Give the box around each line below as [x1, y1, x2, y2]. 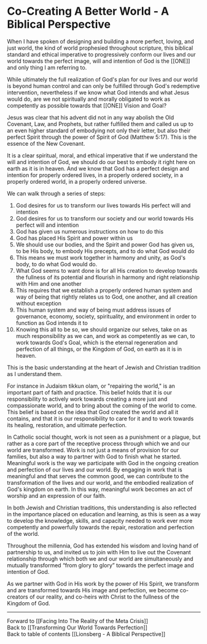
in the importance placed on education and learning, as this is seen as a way [7, 510, 201, 517]
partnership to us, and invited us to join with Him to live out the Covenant [7, 548, 191, 556]
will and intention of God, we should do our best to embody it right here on [7, 158, 196, 165]
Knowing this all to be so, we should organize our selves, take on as [15, 326, 188, 333]
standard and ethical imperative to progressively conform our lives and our [7, 50, 196, 58]
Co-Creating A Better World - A [7, 4, 170, 18]
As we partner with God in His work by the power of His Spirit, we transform [7, 579, 199, 587]
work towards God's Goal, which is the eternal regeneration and [15, 339, 178, 346]
